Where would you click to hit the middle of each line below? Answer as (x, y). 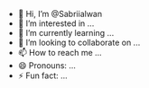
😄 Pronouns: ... (47, 66)
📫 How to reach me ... (60, 53)
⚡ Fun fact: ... (42, 75)
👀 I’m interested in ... (56, 23)
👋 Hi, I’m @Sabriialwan (60, 14)
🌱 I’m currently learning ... (66, 33)
